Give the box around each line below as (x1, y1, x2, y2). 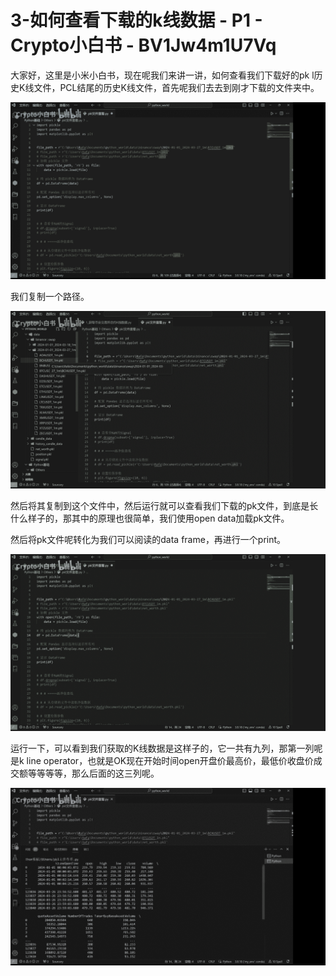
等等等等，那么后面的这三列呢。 (27, 767, 160, 780)
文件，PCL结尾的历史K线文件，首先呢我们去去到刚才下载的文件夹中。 (33, 81, 320, 93)
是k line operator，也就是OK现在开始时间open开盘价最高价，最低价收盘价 (10, 755, 314, 767)
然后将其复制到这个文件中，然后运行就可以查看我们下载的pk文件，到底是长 (10, 499, 319, 511)
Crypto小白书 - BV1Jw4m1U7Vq (10, 34, 277, 57)
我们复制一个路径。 (10, 291, 90, 303)
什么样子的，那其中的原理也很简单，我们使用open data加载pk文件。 (10, 512, 290, 524)
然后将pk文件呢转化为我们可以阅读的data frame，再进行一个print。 (10, 533, 287, 545)
